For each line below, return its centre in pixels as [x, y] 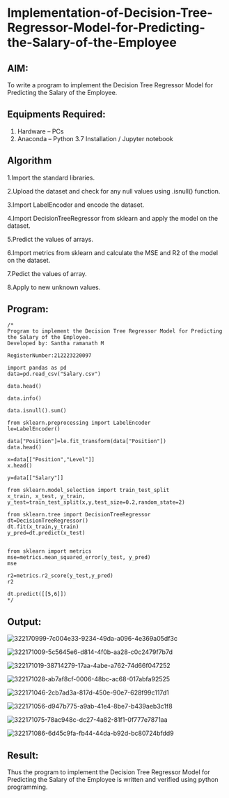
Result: [23, 755]
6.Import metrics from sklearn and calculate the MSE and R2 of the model [112, 252]
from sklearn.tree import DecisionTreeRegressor [79, 515]
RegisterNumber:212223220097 [49, 356]
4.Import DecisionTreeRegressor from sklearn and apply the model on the [112, 218]
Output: [24, 622]
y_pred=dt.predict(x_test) [46, 533]
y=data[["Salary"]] [35, 478]
